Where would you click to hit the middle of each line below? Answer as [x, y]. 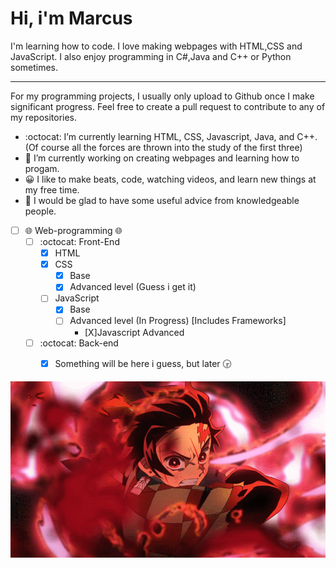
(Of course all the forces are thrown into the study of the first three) [163, 147]
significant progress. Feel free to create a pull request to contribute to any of [168, 106]
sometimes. [34, 67]
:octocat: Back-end [79, 343]
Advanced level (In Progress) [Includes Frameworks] [178, 321]
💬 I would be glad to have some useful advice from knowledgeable [162, 200]
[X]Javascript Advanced [134, 332]
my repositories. [44, 117]
